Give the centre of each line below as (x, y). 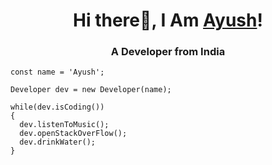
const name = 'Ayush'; (57, 72)
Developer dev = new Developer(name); (91, 90)
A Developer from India (168, 52)
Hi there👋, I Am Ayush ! (168, 20)
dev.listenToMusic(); (64, 125)
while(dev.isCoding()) (57, 107)
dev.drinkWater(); (58, 142)
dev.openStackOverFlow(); (73, 134)
